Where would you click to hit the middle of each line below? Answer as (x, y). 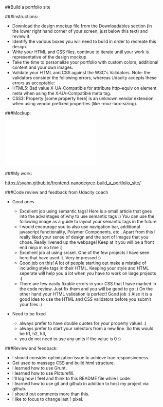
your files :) (31, 304)
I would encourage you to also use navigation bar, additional (80, 227)
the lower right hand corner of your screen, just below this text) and (80, 31)
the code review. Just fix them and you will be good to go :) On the (86, 289)
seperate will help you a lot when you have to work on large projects (88, 273)
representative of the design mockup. (50, 57)
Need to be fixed (29, 314)
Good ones (23, 202)
